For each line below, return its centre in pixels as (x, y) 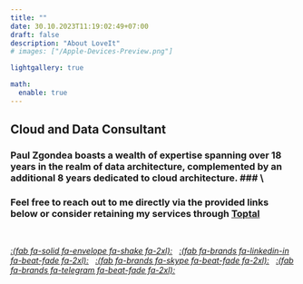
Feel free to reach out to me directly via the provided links (140, 202)
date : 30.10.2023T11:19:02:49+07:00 (79, 26)
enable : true (43, 93)
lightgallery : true (47, 68)
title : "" (29, 18)
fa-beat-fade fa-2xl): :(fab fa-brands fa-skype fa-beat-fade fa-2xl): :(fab (152, 260)
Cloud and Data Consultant (88, 129)
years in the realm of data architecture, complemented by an (146, 167)
